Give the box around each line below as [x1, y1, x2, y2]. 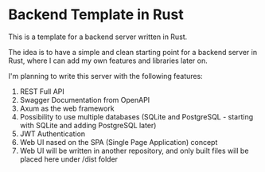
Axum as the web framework [19, 104, 115, 113]
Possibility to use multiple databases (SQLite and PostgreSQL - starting [19, 111, 254, 121]
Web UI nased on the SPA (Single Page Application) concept [19, 137, 218, 147]
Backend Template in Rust [8, 6, 185, 24]
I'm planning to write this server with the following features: [8, 71, 203, 80]
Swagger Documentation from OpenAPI [19, 95, 150, 104]
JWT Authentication [19, 129, 86, 139]
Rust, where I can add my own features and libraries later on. [8, 56, 208, 65]
